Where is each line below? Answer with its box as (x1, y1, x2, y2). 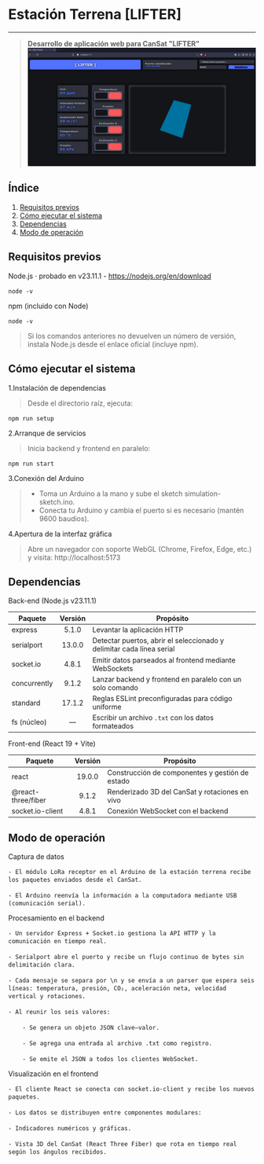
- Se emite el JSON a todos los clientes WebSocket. (22, 1056, 199, 1063)
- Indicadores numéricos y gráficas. (8, 1125, 132, 1133)
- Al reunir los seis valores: (8, 1008, 111, 1016)
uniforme (92, 702, 122, 712)
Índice (8, 182, 39, 195)
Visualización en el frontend (8, 1069, 99, 1078)
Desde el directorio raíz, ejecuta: (27, 398, 134, 408)
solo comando (92, 682, 139, 692)
